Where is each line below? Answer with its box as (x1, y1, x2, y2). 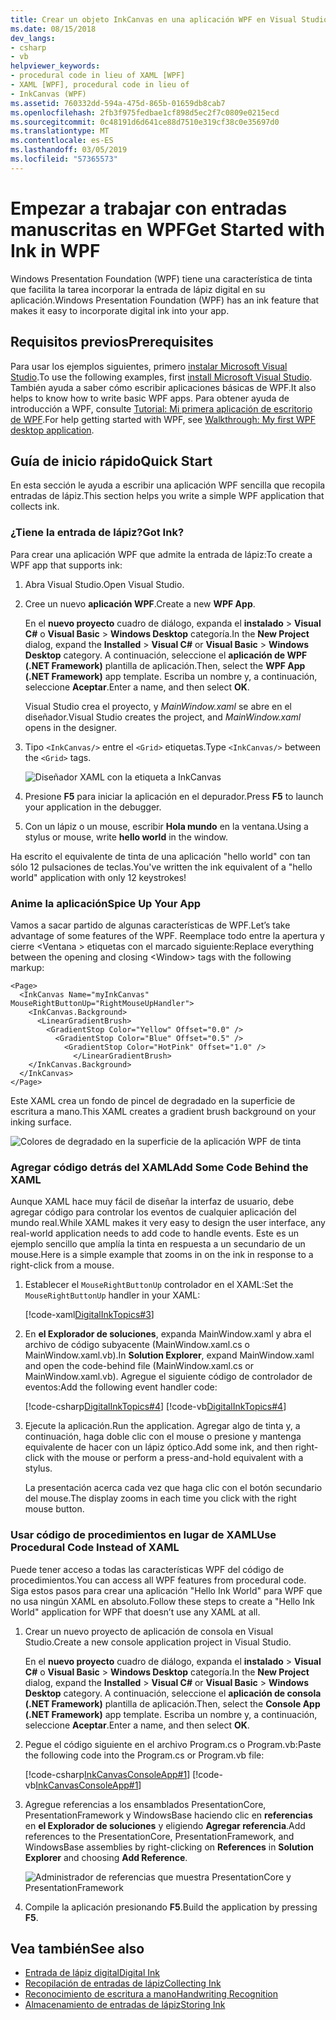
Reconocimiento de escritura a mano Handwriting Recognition (24, 1988, 278, 2000)
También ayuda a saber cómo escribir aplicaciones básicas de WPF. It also (10, 381, 317, 393)
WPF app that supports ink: (10, 559, 123, 571)
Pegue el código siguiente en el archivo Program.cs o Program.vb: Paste (24, 1738, 322, 1750)
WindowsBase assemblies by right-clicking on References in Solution (24, 1841, 314, 1853)
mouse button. (24, 1503, 85, 1515)
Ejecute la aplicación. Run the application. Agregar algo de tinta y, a (24, 1420, 301, 1432)
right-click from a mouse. (10, 1259, 115, 1271)
